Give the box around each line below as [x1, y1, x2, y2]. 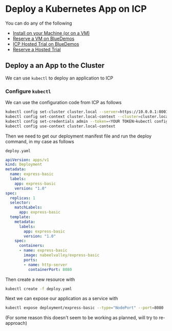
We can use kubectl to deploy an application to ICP [5, 75, 114, 81]
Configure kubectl [5, 88, 51, 95]
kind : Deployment [5, 162, 42, 167]
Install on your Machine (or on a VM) [12, 30, 90, 36]
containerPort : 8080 [28, 267, 72, 272]
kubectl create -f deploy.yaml [5, 286, 72, 291]
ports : [24, 257, 38, 262]
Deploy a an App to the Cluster [5, 61, 105, 70]
